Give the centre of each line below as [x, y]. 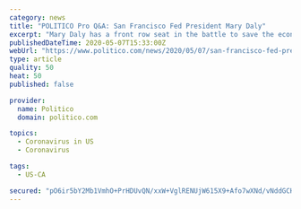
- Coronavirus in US [56, 142]
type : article [36, 59]
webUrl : [24, 51]
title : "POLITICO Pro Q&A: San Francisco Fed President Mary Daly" [138, 26]
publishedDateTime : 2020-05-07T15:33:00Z [88, 43]
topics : [24, 134]
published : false [42, 84]
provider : [28, 100]
